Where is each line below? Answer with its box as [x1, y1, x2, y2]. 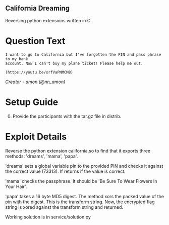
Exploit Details [5, 131, 67, 142]
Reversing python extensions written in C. [5, 17, 92, 23]
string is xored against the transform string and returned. [5, 204, 124, 210]
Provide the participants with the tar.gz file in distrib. [12, 113, 122, 119]
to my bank [5, 56, 28, 61]
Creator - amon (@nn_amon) [5, 79, 66, 85]
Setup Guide [5, 96, 59, 108]
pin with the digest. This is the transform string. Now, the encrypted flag [5, 199, 155, 205]
